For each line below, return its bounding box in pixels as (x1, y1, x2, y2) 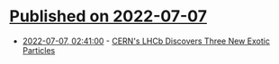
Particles (22, 44, 56, 55)
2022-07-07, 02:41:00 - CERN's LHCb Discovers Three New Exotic (22, 36, 270, 46)
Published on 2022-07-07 (9, 6, 207, 27)
